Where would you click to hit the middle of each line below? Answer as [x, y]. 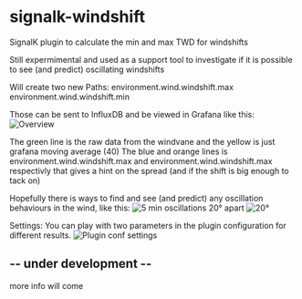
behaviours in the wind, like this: [70, 208]
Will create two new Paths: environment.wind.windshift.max [122, 87]
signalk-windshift [78, 17]
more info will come [47, 285]
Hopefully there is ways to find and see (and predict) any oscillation [136, 198]
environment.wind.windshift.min [70, 97]
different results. [40, 235]
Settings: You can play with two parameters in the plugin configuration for [148, 225]
